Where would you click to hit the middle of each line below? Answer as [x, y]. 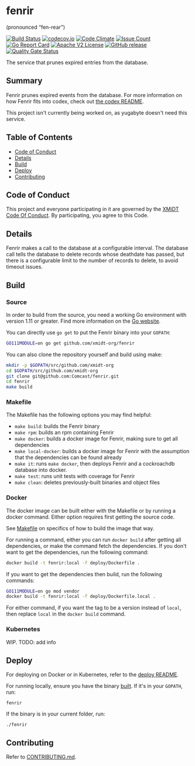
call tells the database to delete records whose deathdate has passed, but [95, 255]
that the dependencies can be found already [68, 457]
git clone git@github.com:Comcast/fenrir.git [62, 376]
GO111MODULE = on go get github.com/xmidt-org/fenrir [70, 343]
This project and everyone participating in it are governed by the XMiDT [93, 209]
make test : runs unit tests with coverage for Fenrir [75, 476]
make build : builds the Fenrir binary [57, 426]
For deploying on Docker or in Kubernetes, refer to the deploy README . [93, 675]
